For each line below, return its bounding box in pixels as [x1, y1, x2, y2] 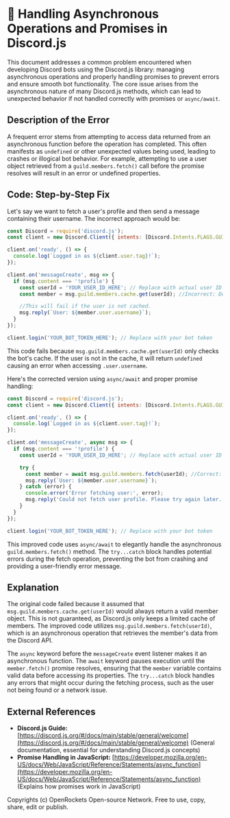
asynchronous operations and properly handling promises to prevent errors [7, 72, 220, 81]
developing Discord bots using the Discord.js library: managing [7, 65, 185, 73]
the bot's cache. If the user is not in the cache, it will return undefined [7, 354, 203, 362]
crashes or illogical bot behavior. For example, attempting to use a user [7, 154, 207, 163]
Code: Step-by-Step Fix [7, 189, 110, 201]
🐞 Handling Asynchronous [7, 6, 159, 22]
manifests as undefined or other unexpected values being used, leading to [7, 147, 216, 155]
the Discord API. [7, 636, 53, 645]
